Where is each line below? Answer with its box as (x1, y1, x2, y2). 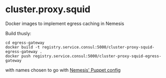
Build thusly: (5, 30, 32, 36)
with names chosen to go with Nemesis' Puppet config (5, 67, 121, 73)
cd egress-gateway (5, 40, 45, 45)
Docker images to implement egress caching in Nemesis (5, 20, 125, 27)
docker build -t (5, 44, 40, 49)
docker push (5, 54, 31, 59)
